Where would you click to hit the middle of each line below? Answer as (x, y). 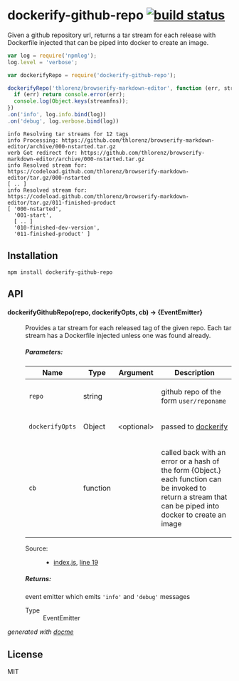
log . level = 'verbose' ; (43, 62)
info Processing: (33, 140)
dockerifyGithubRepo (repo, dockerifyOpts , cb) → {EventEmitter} (105, 312)
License (25, 654)
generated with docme (41, 632)
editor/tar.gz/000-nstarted (49, 178)
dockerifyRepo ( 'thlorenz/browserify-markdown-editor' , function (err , (114, 88)
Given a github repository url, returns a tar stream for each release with (112, 35)
